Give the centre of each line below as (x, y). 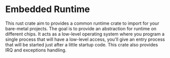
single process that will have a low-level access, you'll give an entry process (85, 39)
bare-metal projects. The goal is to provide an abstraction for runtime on (81, 28)
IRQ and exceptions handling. (36, 50)
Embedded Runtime (48, 9)
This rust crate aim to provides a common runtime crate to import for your (82, 23)
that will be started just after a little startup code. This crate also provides (82, 44)
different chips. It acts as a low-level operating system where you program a (85, 34)
